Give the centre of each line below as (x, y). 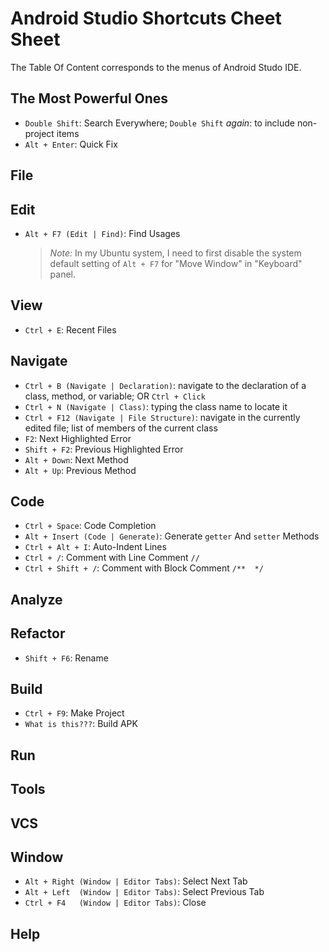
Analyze (36, 599)
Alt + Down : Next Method (76, 459)
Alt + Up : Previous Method (80, 470)
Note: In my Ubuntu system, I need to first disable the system (175, 253)
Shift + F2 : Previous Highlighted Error (104, 449)
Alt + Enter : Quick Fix (71, 144)
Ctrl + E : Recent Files (70, 329)
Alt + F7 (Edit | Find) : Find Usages (102, 233)
